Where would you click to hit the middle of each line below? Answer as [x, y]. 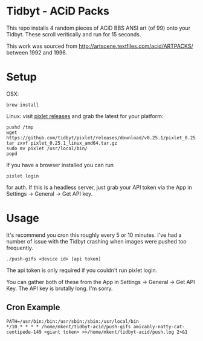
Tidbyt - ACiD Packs [58, 11]
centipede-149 [24, 332]
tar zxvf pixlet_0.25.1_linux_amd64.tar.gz [62, 143]
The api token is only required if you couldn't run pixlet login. [82, 270]
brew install [23, 105]
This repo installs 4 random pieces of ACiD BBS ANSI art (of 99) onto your [98, 28]
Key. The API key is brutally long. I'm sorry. [60, 288]
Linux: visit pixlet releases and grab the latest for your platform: [85, 116]
